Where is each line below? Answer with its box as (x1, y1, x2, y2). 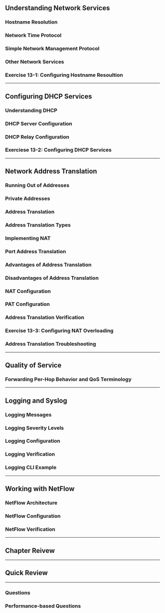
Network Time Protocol (5, 32, 62, 39)
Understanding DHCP (5, 107, 57, 114)
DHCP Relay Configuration (5, 133, 70, 140)
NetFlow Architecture (5, 499, 57, 506)
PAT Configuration (5, 301, 50, 307)
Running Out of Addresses (5, 182, 70, 189)
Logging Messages (5, 411, 52, 418)
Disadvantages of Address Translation (5, 274, 99, 281)
